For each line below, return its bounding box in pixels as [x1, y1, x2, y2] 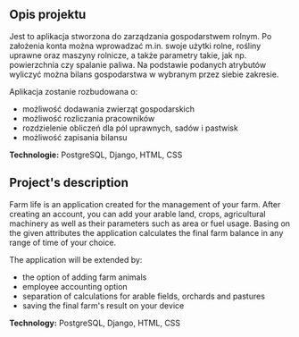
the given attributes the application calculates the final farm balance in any [9, 227, 284, 238]
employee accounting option [21, 281, 128, 291]
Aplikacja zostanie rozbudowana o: [9, 86, 138, 97]
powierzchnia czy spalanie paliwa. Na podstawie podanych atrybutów [9, 59, 266, 70]
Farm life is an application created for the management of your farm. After [9, 198, 281, 209]
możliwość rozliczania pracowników [21, 113, 155, 123]
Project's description [9, 175, 129, 190]
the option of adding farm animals [21, 272, 147, 282]
